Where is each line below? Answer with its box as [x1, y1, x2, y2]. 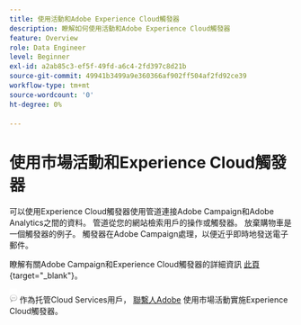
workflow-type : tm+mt [9, 81, 91, 90]
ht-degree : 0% [9, 100, 63, 109]
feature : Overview [9, 33, 78, 42]
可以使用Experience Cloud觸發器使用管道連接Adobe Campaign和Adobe [9, 206, 274, 217]
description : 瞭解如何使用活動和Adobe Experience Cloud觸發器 [9, 23, 231, 33]
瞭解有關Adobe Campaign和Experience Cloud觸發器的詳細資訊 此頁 [9, 259, 261, 270]
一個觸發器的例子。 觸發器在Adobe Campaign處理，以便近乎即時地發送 [9, 229, 273, 239]
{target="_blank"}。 [9, 270, 83, 281]
